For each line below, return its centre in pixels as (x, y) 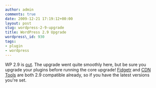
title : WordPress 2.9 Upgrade (36, 32)
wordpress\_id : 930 (25, 37)
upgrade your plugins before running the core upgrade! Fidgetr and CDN (78, 69)
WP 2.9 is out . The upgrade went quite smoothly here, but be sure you (76, 65)
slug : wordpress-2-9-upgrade (35, 28)
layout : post (18, 23)
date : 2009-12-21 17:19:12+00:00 (39, 19)
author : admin (19, 10)
